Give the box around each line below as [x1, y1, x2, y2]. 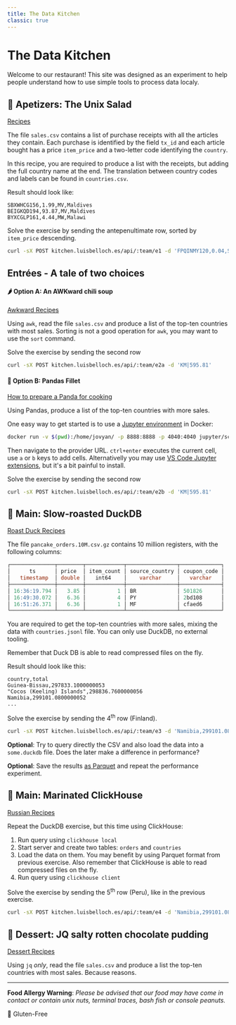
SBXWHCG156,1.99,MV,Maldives [7, 202, 93, 209]
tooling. [7, 635, 29, 644]
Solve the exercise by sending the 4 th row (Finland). [7, 713, 157, 723]
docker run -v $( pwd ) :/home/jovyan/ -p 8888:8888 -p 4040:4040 [7, 433, 197, 441]
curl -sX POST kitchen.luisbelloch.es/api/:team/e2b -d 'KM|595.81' [7, 488, 212, 496]
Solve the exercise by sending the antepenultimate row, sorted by [7, 226, 197, 235]
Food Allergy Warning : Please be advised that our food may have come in [7, 988, 223, 998]
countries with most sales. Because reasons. [7, 969, 137, 977]
